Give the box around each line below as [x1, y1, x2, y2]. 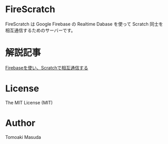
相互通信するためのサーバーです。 [5, 27, 76, 33]
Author [5, 118, 35, 129]
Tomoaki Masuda [5, 134, 41, 140]
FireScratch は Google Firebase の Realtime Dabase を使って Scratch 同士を [5, 21, 163, 27]
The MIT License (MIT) [5, 99, 53, 105]
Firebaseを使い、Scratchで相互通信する [5, 64, 89, 70]
